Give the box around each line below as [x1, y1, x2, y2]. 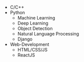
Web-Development [10, 41, 49, 47]
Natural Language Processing [17, 31, 79, 36]
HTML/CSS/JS [17, 47, 48, 52]
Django [17, 36, 33, 42]
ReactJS [17, 52, 35, 58]
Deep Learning [17, 20, 49, 26]
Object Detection [17, 25, 53, 31]
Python [10, 9, 25, 15]
